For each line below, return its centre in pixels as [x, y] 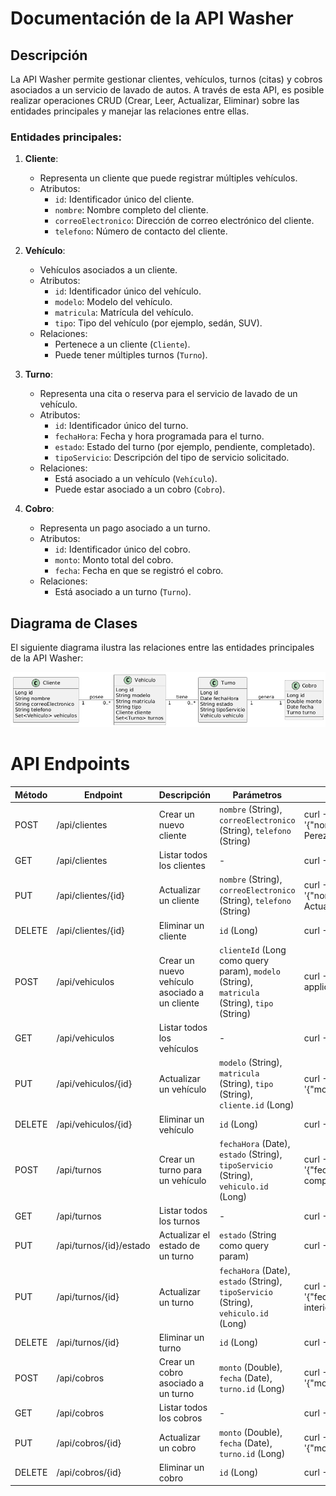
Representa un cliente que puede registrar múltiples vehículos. [168, 178]
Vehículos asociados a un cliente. [108, 270]
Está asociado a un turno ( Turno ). [123, 592]
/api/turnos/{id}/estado [103, 1246]
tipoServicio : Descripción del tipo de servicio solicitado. [172, 458]
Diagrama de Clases [74, 623]
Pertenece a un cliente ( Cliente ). [122, 344]
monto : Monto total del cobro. [114, 560]
